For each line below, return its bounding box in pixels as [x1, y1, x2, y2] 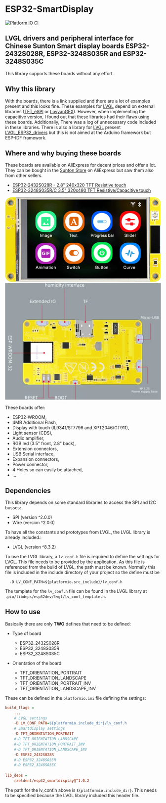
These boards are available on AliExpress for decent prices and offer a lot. [5, 162, 157, 168]
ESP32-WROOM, [12, 414, 47, 420]
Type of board [12, 630, 41, 636]
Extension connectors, [12, 446, 58, 452]
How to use [5, 608, 41, 616]
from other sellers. [5, 173, 43, 178]
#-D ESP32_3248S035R [14, 758, 56, 762]
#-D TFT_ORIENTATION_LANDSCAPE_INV [14, 747, 87, 752]
